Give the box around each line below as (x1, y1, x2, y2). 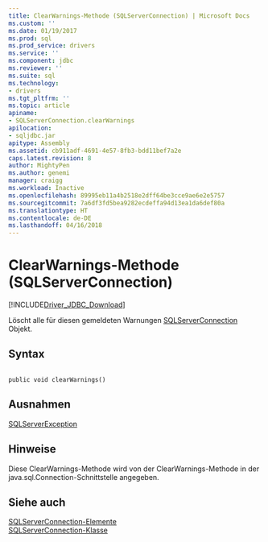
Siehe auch (8, 495, 66, 509)
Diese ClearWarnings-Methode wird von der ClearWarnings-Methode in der (8, 464, 260, 474)
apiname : (8, 110, 38, 118)
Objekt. (8, 324, 33, 334)
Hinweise (8, 442, 56, 456)
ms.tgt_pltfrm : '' (8, 94, 70, 102)
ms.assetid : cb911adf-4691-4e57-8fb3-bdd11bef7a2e (8, 147, 182, 155)
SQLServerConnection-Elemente (8, 517, 117, 527)
